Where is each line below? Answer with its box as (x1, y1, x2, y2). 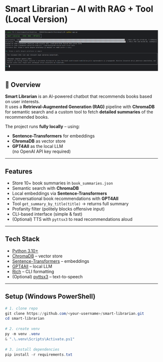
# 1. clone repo (5, 306, 38, 311)
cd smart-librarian (5, 316, 45, 321)
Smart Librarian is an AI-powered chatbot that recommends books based (5, 93, 152, 99)
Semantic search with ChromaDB (12, 185, 79, 191)
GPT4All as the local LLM (12, 144, 63, 149)
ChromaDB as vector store (12, 138, 66, 144)
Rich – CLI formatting (12, 269, 54, 274)
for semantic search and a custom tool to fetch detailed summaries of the (5, 109, 154, 115)
